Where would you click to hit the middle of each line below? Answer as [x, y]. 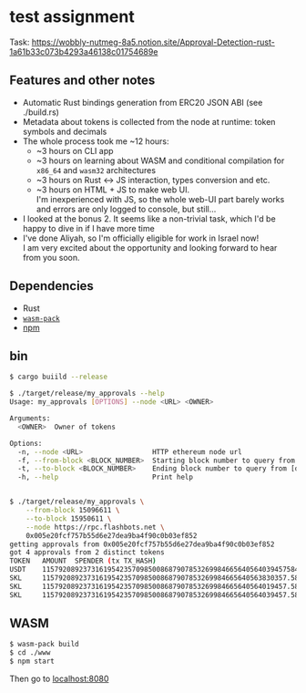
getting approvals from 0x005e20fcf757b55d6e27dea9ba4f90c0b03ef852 [142, 544]
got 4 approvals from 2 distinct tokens [87, 553]
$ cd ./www [30, 653]
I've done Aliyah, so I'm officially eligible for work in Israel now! [141, 238]
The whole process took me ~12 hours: [96, 141]
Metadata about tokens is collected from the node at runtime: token [149, 121]
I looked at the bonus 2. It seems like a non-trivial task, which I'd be [149, 218]
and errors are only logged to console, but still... [126, 209]
